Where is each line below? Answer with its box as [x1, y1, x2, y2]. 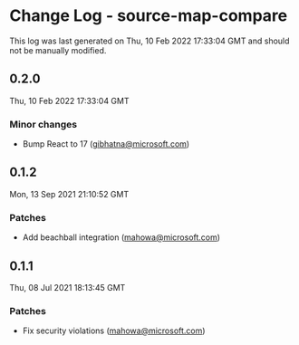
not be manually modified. [9, 44, 107, 55]
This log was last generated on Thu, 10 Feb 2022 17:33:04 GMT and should [9, 35, 290, 46]
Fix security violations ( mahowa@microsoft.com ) [22, 325, 206, 336]
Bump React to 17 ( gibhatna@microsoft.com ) [22, 139, 190, 149]
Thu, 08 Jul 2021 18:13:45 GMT [9, 282, 126, 292]
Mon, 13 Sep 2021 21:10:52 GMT [9, 188, 130, 199]
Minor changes [9, 118, 78, 130]
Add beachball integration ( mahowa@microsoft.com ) [22, 232, 220, 243]
